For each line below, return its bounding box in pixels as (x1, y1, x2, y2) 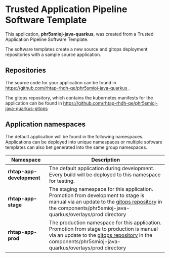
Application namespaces (5, 120, 86, 129)
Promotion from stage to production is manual (49, 225, 158, 232)
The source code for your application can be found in (5, 79, 116, 85)
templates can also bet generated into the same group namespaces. (5, 144, 148, 150)
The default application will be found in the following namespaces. (5, 133, 144, 139)
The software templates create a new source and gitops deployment (5, 46, 148, 52)
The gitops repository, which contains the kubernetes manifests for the (5, 94, 153, 100)
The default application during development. (49, 165, 154, 172)
